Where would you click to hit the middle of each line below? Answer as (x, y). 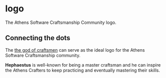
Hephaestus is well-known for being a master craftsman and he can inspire (83, 65)
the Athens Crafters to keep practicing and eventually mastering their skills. (82, 70)
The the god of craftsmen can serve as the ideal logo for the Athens (75, 50)
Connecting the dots (38, 38)
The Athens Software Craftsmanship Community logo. (61, 22)
